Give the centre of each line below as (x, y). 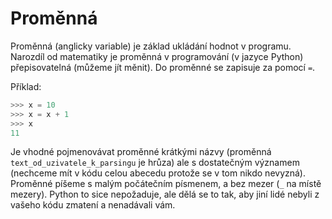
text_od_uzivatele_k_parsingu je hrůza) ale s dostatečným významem (155, 163)
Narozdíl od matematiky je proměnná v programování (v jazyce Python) (157, 56)
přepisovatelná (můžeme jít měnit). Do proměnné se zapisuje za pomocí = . (163, 67)
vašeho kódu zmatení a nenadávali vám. (93, 205)
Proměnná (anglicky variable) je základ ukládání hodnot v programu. (151, 46)
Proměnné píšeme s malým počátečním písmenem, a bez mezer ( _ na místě (166, 184)
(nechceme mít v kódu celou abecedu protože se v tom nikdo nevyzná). (158, 173)
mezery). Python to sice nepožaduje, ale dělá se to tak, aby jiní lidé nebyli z (165, 194)
